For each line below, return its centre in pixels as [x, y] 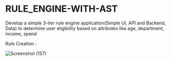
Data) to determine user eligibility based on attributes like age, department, [85, 28]
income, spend [21, 34]
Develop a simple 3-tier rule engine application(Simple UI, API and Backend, [85, 23]
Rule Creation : [21, 43]
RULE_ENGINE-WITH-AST [62, 9]
